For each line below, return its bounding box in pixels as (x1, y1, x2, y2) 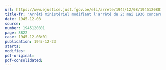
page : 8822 (5, 30, 28, 35)
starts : (5, 44, 21, 49)
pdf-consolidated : (5, 58, 43, 63)
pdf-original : (5, 53, 35, 58)
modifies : (5, 48, 26, 53)
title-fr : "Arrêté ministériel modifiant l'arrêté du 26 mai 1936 (5, 12, 145, 17)
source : (5, 21, 21, 26)
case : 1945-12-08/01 (5, 35, 48, 40)
